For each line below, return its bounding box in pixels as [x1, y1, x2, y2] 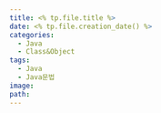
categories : [9, 30, 55, 39]
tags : [9, 56, 30, 65]
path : [9, 89, 30, 98]
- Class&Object [17, 47, 75, 56]
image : [9, 81, 35, 90]
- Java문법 [17, 73, 55, 82]
